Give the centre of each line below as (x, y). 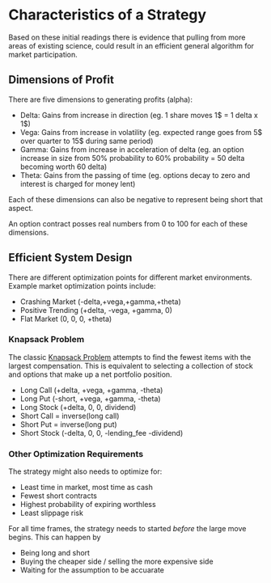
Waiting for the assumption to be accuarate (92, 570)
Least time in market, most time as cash (87, 488)
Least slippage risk (51, 513)
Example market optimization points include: (82, 285)
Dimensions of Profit (61, 80)
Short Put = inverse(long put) (68, 424)
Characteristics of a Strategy (108, 15)
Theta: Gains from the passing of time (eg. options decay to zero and (135, 175)
